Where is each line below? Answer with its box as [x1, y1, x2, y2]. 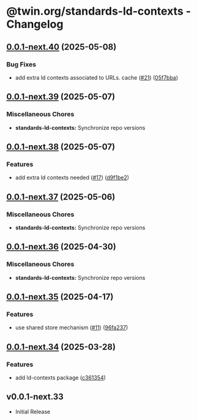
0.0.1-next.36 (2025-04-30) [6, 242, 116, 252]
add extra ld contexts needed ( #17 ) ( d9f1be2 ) [15, 174, 130, 181]
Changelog [6, 17, 64, 31]
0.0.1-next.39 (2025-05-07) [6, 92, 115, 102]
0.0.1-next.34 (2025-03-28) [6, 342, 116, 352]
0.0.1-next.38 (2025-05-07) [6, 141, 115, 152]
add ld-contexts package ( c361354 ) [15, 374, 106, 381]
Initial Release [15, 408, 51, 415]
